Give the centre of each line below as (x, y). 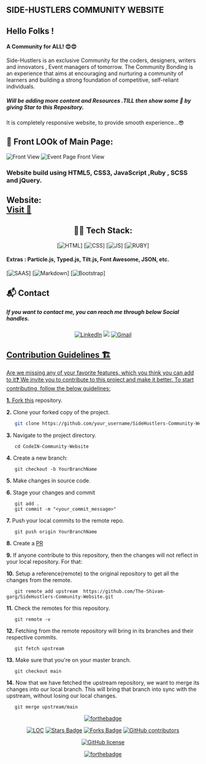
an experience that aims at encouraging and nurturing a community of (95, 73)
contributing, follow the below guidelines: (59, 388)
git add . (27, 504)
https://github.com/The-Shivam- (124, 592)
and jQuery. (24, 180)
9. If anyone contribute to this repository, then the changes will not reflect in (102, 555)
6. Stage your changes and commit (51, 493)
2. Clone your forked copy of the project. (58, 412)
